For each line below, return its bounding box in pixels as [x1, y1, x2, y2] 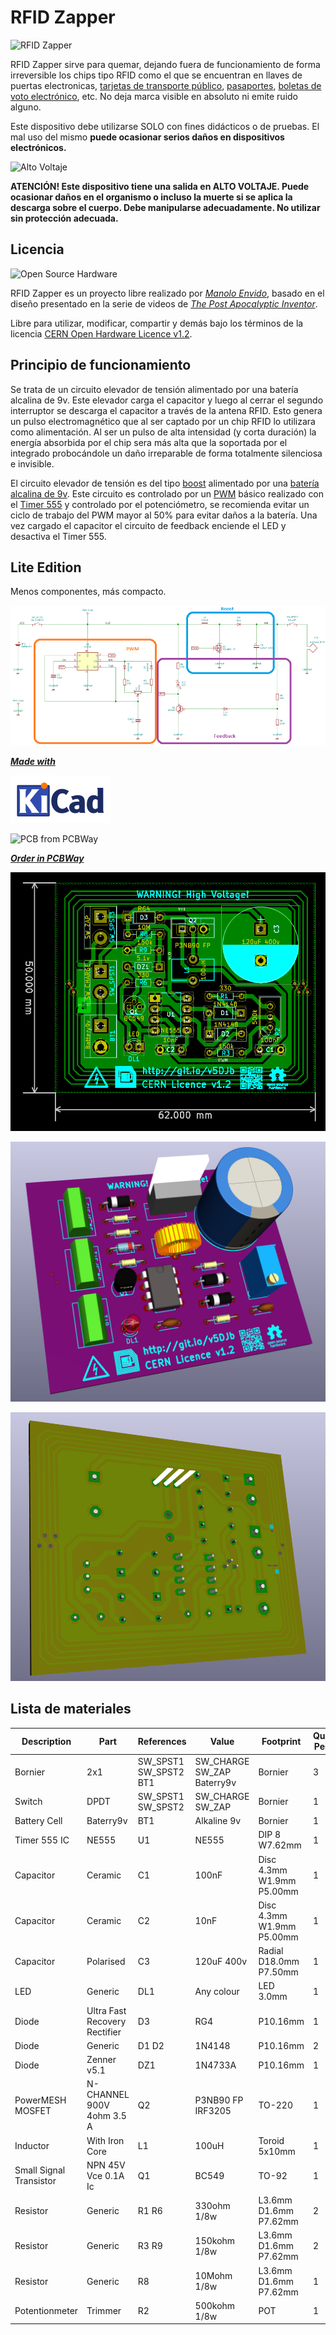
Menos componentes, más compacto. [10, 586, 167, 598]
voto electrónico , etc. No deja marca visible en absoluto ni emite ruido [10, 90, 298, 102]
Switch [14, 1796, 43, 1808]
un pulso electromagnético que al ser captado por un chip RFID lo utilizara [10, 415, 316, 427]
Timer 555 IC [14, 1834, 70, 1846]
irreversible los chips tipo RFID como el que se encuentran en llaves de [10, 69, 303, 81]
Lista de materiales [10, 1701, 132, 1718]
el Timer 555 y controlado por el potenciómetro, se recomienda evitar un [10, 498, 310, 510]
